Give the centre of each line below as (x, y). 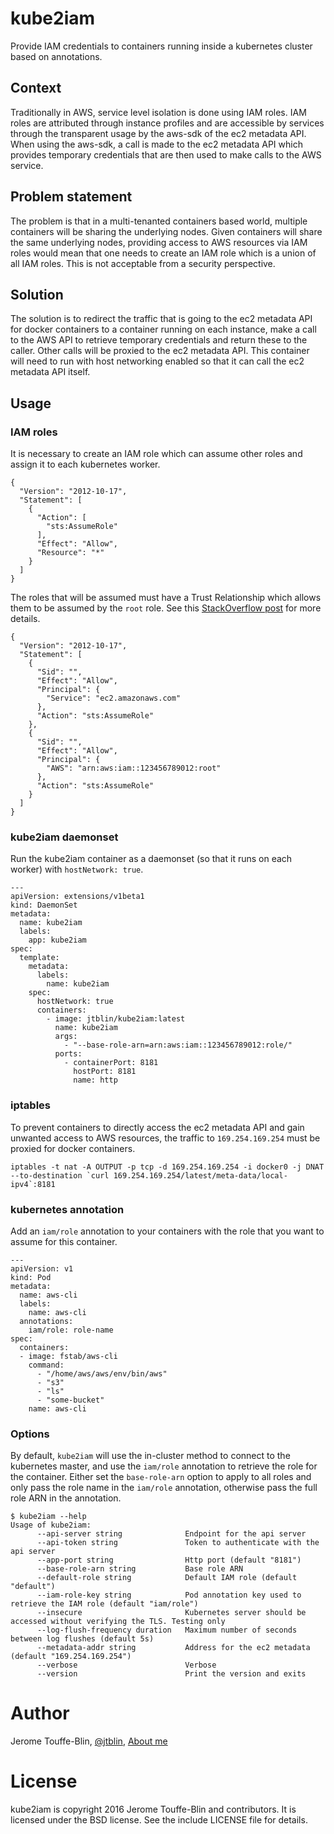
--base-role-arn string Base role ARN (140, 1569)
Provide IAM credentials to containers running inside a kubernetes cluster (161, 46)
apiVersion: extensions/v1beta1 (77, 897)
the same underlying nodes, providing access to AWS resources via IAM (159, 242)
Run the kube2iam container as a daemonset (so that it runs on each (151, 859)
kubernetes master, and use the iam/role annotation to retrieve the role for (164, 1466)
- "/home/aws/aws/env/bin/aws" (102, 1373)
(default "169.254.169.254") (71, 1657)
